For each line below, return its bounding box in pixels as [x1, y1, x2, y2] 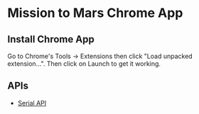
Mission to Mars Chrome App [7, 5, 183, 21]
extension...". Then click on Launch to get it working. [7, 59, 161, 68]
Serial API [17, 98, 47, 107]
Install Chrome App [7, 33, 95, 45]
